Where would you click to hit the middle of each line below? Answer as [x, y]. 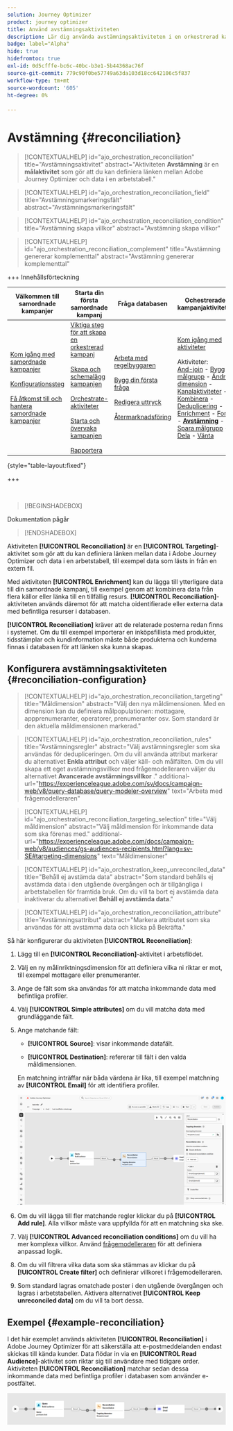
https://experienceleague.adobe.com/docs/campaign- [116, 842]
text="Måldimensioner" [135, 856]
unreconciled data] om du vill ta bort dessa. [80, 1300]
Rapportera [86, 450]
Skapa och [86, 369]
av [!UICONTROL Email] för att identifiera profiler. [88, 1085]
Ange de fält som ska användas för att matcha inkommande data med [116, 989]
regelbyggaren [135, 365]
